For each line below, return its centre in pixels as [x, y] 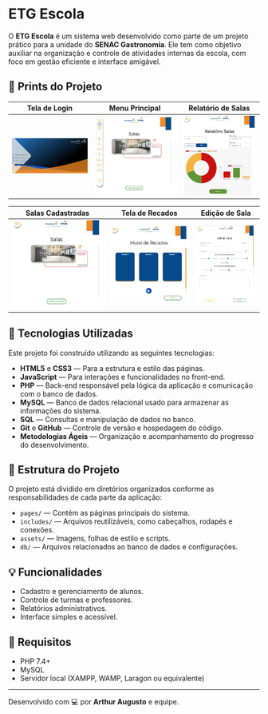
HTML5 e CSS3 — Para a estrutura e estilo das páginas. [112, 368]
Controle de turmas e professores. [76, 600]
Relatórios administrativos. [63, 608]
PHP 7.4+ [35, 661]
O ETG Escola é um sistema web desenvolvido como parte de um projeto [128, 36]
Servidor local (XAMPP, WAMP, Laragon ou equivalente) [112, 678]
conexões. [37, 530]
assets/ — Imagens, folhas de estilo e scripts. [95, 538]
